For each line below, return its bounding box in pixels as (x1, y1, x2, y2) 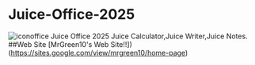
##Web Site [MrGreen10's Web (8, 39, 109, 49)
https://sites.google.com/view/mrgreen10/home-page (10, 48, 186, 57)
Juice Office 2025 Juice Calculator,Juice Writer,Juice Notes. (50, 31, 248, 41)
